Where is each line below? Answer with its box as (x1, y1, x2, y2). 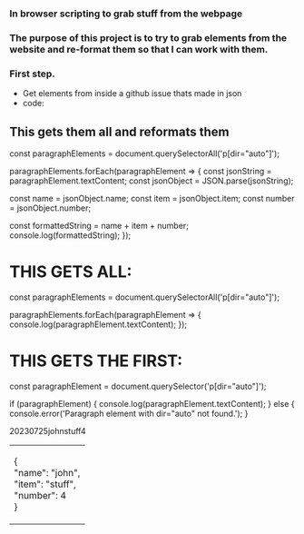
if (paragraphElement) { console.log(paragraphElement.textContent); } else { (9, 398, 295, 409)
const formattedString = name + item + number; (9, 220, 189, 231)
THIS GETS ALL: (9, 262, 132, 282)
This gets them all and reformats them (9, 124, 230, 139)
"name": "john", (14, 466, 81, 479)
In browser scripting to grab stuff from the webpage (9, 7, 243, 20)
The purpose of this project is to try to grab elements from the (9, 31, 288, 44)
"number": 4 (14, 489, 66, 501)
